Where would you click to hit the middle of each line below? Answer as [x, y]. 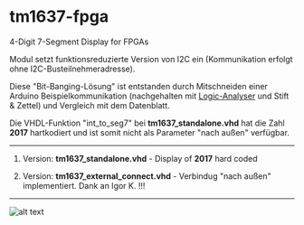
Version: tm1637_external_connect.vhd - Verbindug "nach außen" [147, 176]
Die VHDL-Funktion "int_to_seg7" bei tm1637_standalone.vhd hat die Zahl [147, 123]
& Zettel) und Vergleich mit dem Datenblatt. [90, 105]
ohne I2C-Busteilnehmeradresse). [72, 69]
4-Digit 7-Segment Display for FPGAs [79, 42]
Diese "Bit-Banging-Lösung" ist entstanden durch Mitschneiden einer [139, 86]
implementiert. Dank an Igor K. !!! [84, 185]
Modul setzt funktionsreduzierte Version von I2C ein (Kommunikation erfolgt [151, 59]
